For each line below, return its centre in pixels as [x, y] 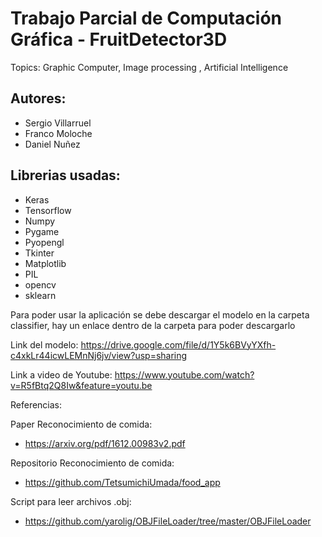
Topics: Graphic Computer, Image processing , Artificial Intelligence [149, 67]
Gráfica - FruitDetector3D [119, 39]
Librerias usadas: [65, 175]
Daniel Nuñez [52, 144]
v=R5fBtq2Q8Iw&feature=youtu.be [81, 385]
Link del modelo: [44, 344]
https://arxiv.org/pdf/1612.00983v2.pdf [105, 443]
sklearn [40, 295]
